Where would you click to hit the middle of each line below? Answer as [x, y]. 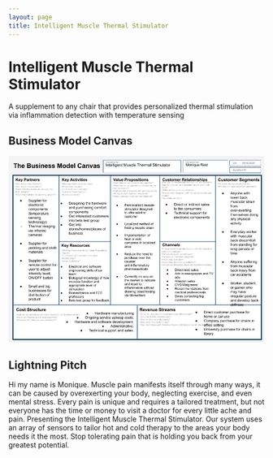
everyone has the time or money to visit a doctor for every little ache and [130, 411]
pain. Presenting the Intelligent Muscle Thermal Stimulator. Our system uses [135, 419]
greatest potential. [39, 445]
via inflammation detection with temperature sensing [96, 115]
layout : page [30, 17]
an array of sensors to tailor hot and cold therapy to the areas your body [129, 428]
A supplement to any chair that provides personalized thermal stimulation [131, 106]
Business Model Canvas [71, 141]
